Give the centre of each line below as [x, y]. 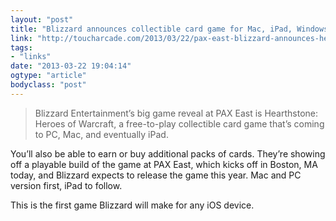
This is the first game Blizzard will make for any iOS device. [132, 205]
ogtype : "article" [48, 76]
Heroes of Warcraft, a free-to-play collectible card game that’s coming [179, 123]
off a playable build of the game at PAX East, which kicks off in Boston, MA [164, 164]
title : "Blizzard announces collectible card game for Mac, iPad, [151, 29]
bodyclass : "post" [48, 85]
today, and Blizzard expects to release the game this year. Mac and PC [156, 175]
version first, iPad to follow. [66, 185]
